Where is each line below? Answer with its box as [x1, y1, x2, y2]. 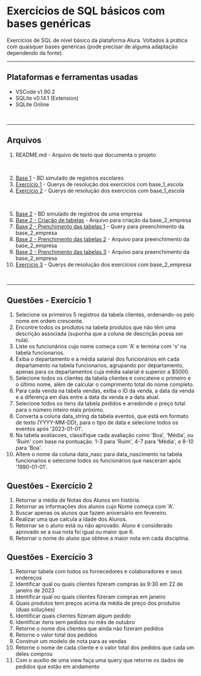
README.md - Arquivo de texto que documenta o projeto [15, 151, 156, 158]
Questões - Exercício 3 [7, 552, 93, 562]
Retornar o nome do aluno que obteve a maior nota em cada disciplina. [15, 534, 190, 542]
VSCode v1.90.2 [15, 88, 55, 95]
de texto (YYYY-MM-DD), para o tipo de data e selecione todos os [15, 419, 178, 426]
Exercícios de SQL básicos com [7, 4, 165, 18]
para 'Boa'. [15, 444, 42, 451]
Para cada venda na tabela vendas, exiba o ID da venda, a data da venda [15, 387, 194, 395]
